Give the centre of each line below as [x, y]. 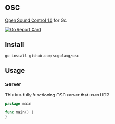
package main [18, 104]
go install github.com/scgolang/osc [42, 56]
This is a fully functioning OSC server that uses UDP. [58, 95]
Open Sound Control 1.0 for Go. [36, 20]
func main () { [19, 112]
